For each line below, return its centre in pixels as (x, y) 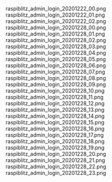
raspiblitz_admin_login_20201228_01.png (55, 34)
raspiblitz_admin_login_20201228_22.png (56, 167)
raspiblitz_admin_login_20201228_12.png (55, 103)
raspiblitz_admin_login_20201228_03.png (56, 46)
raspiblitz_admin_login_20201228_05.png (56, 59)
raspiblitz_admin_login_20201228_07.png (55, 72)
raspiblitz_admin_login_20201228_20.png (56, 154)
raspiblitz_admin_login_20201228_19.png (55, 148)
